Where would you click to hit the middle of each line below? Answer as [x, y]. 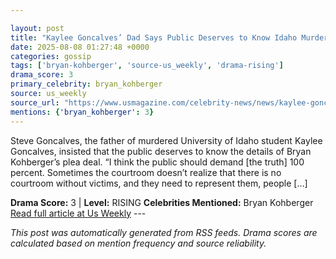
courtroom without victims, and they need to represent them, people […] [159, 183]
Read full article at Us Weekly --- [78, 213]
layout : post [37, 28]
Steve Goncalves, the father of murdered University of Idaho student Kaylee [166, 140]
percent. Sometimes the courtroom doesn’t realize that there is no [146, 172]
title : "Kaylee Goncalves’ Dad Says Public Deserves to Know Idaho [154, 37]
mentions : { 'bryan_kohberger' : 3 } [82, 112]
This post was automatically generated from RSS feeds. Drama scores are [164, 232]
